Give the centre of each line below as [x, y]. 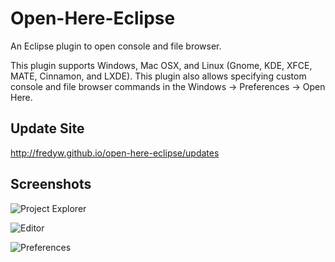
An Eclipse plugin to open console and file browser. [116, 46]
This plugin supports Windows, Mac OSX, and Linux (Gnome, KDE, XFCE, [161, 65]
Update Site [47, 128]
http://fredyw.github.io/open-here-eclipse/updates [115, 153]
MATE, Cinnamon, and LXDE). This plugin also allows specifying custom [158, 76]
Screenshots [51, 184]
